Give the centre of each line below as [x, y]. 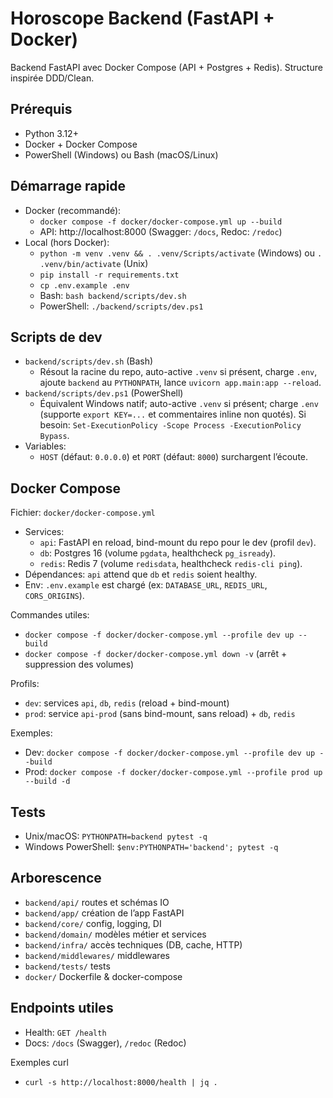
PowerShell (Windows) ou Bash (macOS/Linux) [121, 154]
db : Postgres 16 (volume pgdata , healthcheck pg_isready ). [158, 553]
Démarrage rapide [68, 186]
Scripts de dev [56, 337]
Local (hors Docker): [67, 242]
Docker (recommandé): [73, 210]
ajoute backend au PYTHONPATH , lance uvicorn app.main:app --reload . [180, 383]
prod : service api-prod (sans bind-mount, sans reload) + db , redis [160, 714]
